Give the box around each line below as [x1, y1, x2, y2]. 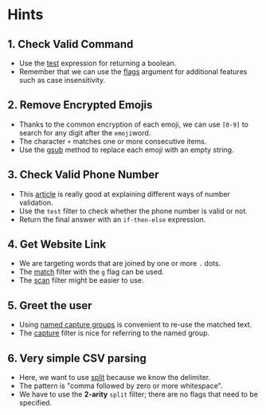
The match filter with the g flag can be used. [18, 267, 164, 276]
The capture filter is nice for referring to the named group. [18, 328, 210, 338]
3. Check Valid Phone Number [7, 168, 159, 182]
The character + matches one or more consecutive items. [18, 136, 207, 146]
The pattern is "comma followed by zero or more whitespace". [18, 381, 223, 391]
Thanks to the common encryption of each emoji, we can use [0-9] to [18, 119, 248, 129]
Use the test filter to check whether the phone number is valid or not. [18, 206, 248, 216]
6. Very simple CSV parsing [7, 351, 147, 365]
